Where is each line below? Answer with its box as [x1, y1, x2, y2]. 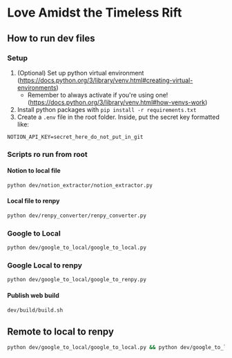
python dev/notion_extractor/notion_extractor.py [7, 182, 153, 189]
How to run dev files [7, 32, 95, 44]
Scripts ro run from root [7, 149, 88, 159]
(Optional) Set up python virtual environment [17, 68, 144, 77]
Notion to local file [7, 167, 61, 175]
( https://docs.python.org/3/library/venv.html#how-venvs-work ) [27, 98, 208, 106]
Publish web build [7, 291, 60, 299]
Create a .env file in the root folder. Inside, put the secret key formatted [17, 113, 220, 121]
